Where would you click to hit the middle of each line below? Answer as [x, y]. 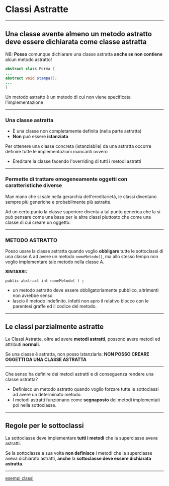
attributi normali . [23, 344]
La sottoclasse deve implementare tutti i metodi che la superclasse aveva [81, 438]
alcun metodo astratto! [29, 59]
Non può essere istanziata [40, 137]
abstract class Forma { [30, 69]
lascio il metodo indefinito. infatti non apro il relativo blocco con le [81, 301]
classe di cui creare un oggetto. [38, 222]
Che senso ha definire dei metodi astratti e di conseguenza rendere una [79, 374]
